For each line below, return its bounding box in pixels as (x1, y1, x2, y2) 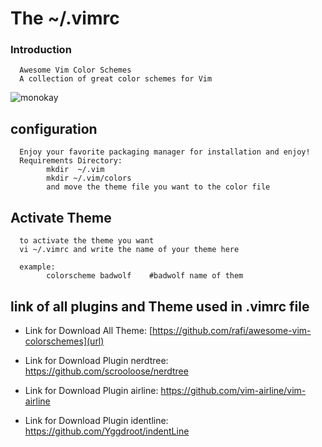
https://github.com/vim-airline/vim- (160, 384, 307, 396)
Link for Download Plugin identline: (24, 414, 169, 426)
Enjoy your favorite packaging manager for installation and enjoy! (19, 147, 311, 157)
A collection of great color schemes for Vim (19, 74, 213, 84)
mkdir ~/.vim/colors (46, 173, 132, 184)
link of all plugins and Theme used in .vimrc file (10, 298, 310, 315)
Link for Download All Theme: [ (24, 324, 153, 336)
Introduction (10, 43, 72, 57)
